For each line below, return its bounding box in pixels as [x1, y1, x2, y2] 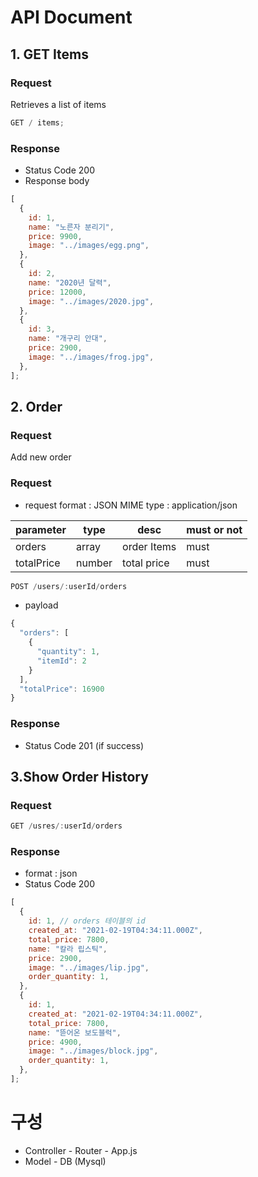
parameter [15, 522, 67, 536]
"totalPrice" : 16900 [19, 684, 105, 694]
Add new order [10, 451, 72, 463]
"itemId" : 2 [36, 656, 87, 666]
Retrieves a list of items [10, 98, 107, 110]
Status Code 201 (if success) [24, 739, 145, 751]
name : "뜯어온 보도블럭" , [28, 1027, 122, 1038]
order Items [122, 539, 177, 553]
